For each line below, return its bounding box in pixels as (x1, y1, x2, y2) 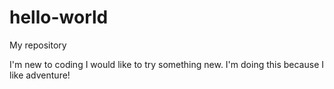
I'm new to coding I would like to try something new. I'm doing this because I (9, 58, 325, 70)
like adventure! (9, 69, 71, 81)
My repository (9, 39, 67, 51)
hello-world (9, 6, 109, 29)
